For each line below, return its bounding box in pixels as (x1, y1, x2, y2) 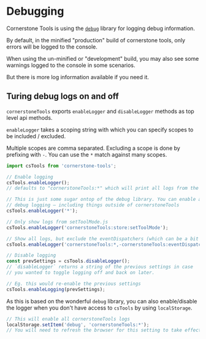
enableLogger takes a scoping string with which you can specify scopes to (6, 126, 194, 133)
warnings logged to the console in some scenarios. (6, 61, 135, 69)
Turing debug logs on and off (6, 91, 120, 102)
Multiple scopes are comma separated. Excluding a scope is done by (6, 144, 181, 152)
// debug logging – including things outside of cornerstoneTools (6, 202, 180, 208)
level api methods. (6, 114, 53, 121)
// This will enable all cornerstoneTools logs (6, 316, 131, 322)
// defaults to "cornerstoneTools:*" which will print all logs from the (6, 185, 199, 192)
